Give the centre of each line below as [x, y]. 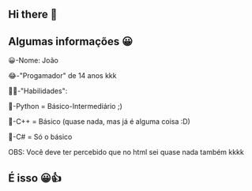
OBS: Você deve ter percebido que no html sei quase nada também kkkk [126, 152]
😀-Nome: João [34, 61]
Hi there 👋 [33, 15]
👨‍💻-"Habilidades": [38, 91]
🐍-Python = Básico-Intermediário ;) [65, 107]
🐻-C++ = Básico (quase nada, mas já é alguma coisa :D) [100, 122]
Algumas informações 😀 [70, 41]
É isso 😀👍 [35, 178]
